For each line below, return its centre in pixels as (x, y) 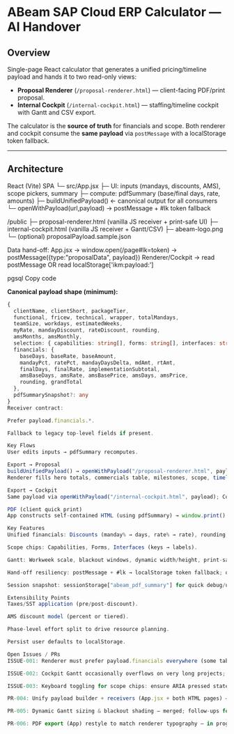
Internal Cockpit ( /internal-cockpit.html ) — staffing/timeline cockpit (118, 105)
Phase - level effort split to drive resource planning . (88, 630)
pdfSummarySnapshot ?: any (51, 395)
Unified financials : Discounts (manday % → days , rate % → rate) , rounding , (118, 535)
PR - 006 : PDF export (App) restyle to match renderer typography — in (110, 724)
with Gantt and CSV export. (56, 112)
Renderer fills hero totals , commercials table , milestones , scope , (109, 478)
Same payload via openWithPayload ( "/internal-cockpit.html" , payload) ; (113, 497)
